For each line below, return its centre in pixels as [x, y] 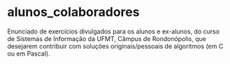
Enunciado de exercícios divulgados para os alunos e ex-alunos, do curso [114, 31]
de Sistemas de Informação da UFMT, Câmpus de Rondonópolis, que [107, 38]
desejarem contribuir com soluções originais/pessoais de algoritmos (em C [115, 46]
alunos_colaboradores [73, 12]
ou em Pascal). [29, 54]
